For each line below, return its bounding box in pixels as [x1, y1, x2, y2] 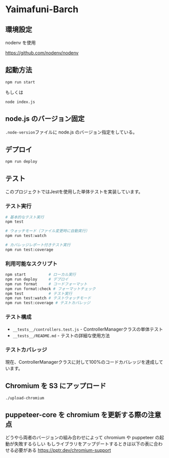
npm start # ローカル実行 [5, 272, 76, 277]
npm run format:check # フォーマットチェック [5, 286, 96, 291]
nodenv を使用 [5, 40, 36, 45]
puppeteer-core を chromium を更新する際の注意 [5, 411, 161, 419]
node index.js [5, 99, 36, 104]
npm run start [5, 79, 36, 85]
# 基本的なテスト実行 [5, 214, 44, 220]
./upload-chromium [5, 395, 44, 400]
